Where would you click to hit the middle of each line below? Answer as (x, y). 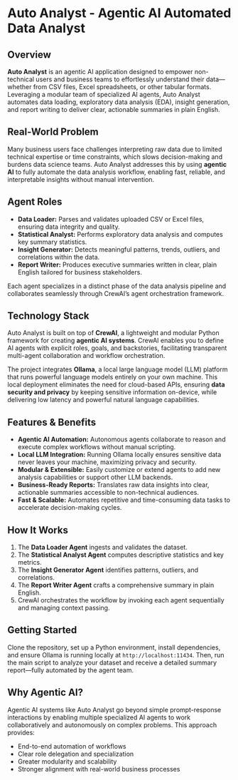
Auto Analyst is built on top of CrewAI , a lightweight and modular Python (113, 333)
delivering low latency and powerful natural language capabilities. (103, 400)
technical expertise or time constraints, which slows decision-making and (115, 156)
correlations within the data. (59, 257)
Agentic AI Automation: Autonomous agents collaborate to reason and (121, 439)
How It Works (38, 530)
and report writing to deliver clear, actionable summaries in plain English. (114, 109)
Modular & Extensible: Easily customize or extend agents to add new (119, 470)
